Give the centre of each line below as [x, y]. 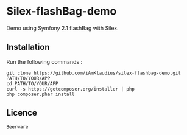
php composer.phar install [41, 94]
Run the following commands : [44, 61]
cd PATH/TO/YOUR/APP [33, 83]
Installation [28, 47]
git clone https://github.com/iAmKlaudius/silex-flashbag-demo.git [94, 73]
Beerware [17, 127]
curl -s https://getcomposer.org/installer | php [71, 89]
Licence [22, 113]
